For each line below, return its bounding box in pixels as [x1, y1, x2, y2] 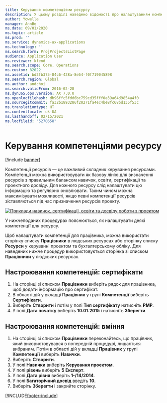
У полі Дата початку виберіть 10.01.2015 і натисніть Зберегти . [12, 308, 147, 314]
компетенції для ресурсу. [5, 222, 60, 228]
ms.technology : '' [5, 44, 43, 49]
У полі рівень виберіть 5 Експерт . [12, 367, 85, 373]
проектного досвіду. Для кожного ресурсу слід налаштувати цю [5, 182, 143, 188]
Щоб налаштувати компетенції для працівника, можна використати [5, 232, 149, 238]
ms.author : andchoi [5, 81, 46, 86]
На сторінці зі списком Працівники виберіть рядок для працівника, [12, 281, 157, 287]
